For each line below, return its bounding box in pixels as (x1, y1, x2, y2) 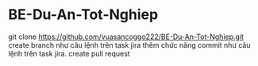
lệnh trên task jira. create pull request (8, 49, 130, 58)
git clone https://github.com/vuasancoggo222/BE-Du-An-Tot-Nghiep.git (8, 32, 245, 41)
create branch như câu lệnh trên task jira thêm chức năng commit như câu (8, 40, 252, 49)
